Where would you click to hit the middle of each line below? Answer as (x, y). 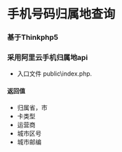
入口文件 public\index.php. (54, 74)
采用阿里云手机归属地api (47, 58)
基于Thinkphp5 (33, 37)
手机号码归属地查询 (61, 14)
